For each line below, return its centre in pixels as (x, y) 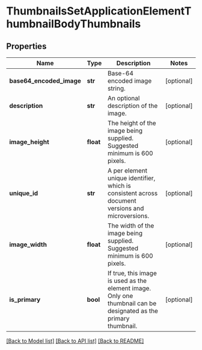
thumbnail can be (132, 303)
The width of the (131, 226)
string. (117, 88)
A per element (127, 170)
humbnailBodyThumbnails (74, 24)
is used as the (127, 281)
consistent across (133, 193)
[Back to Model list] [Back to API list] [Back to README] (75, 341)
